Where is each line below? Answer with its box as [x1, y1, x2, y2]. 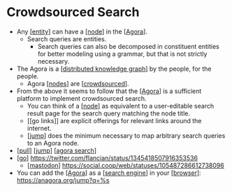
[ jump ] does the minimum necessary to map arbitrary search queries [27, 131, 226, 140]
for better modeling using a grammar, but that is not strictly [37, 50, 208, 58]
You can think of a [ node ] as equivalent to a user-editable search [27, 101, 215, 110]
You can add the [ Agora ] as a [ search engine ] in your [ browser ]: [16, 169, 201, 177]
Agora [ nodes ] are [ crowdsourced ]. [27, 79, 130, 87]
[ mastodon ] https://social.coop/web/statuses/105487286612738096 [27, 161, 224, 169]
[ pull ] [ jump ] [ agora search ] [16, 146, 97, 155]
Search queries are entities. [27, 34, 107, 43]
